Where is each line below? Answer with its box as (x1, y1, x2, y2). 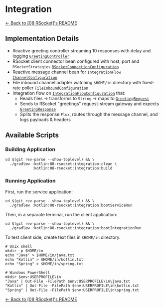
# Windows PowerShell (5, 270, 50, 275)
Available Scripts (5, 131, 59, 140)
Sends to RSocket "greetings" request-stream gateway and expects (19, 101, 160, 107)
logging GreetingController (12, 53, 70, 59)
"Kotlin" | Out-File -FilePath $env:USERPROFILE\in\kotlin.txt (5, 283, 140, 288)
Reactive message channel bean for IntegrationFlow (12, 69, 121, 75)
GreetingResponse (19, 107, 56, 112)
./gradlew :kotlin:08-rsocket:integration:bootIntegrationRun (9, 225, 142, 230)
